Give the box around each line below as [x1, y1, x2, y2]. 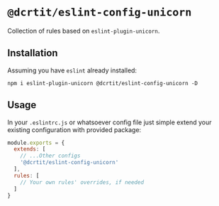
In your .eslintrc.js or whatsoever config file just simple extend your [7, 118, 212, 126]
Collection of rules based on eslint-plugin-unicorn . [7, 26, 160, 35]
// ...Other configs [20, 152, 81, 160]
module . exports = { [7, 139, 65, 146]
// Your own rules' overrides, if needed [20, 178, 144, 186]
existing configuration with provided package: [7, 125, 142, 134]
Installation [7, 47, 58, 59]
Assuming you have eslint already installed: [7, 66, 137, 75]
